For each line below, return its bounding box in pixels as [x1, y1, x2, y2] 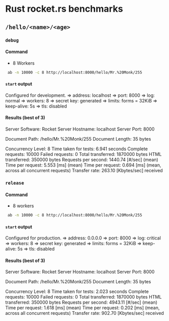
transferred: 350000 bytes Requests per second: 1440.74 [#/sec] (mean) [5, 156, 159, 163]
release [5, 180, 24, 186]
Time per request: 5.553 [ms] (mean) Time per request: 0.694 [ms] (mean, [5, 162, 161, 168]
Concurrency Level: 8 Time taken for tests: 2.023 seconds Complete [5, 288, 149, 295]
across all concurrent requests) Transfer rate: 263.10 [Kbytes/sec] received [5, 167, 163, 173]
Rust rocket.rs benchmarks [5, 3, 123, 15]
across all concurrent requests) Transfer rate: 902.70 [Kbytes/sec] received [5, 310, 164, 316]
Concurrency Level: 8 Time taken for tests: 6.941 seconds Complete [5, 146, 148, 152]
